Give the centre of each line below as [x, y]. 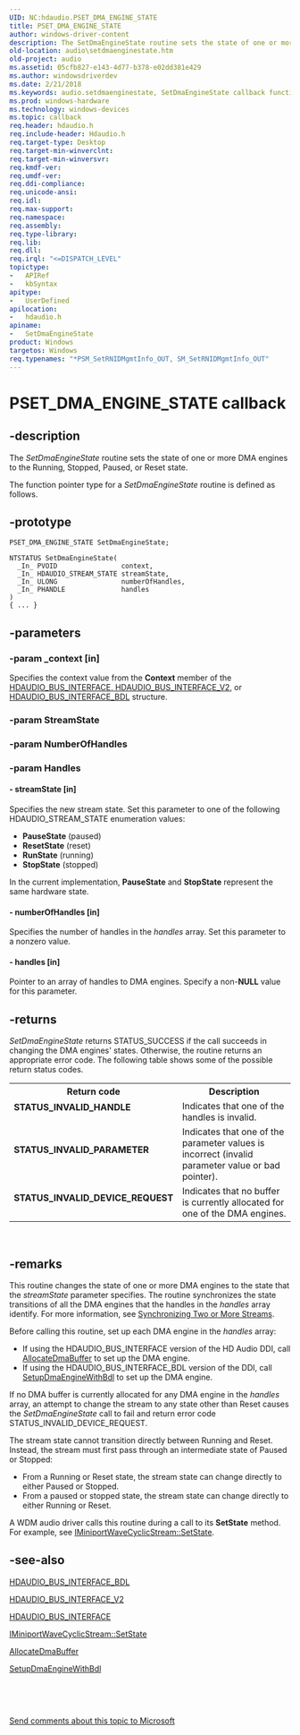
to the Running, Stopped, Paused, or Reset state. [99, 467]
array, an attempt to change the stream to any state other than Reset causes [149, 1404]
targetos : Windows [43, 350]
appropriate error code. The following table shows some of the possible [141, 1060]
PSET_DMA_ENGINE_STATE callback [148, 403]
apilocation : [33, 309]
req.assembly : [36, 226]
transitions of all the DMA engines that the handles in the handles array [140, 1304]
